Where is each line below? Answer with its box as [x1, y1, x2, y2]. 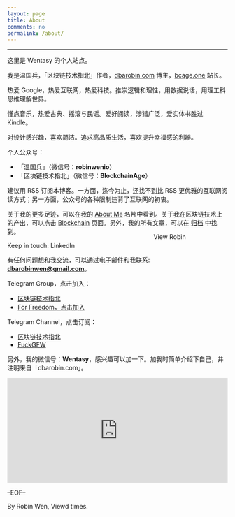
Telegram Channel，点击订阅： [7, 318, 97, 326]
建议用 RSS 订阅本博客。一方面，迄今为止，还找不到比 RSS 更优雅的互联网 [7, 187, 222, 195]
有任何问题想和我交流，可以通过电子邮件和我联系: [7, 256, 150, 264]
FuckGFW [17, 340, 47, 349]
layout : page [7, 10, 45, 17]
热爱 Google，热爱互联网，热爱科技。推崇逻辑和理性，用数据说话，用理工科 [7, 86, 226, 94]
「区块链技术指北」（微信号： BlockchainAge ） [17, 172, 152, 180]
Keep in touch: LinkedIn [7, 242, 76, 250]
